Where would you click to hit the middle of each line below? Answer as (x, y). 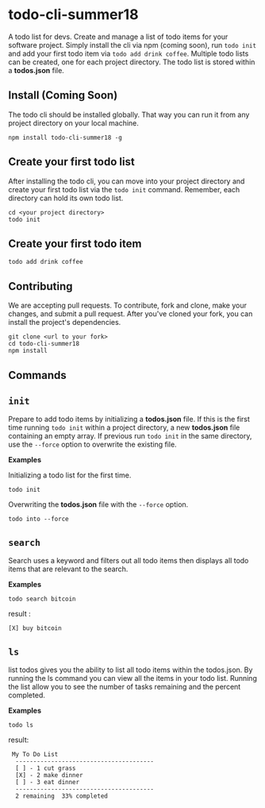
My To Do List (35, 755)
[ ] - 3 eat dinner (48, 783)
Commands (38, 375)
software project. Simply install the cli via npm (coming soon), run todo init (132, 44)
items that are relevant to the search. (68, 569)
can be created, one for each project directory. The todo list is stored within (132, 62)
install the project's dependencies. (65, 323)
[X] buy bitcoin (35, 628)
